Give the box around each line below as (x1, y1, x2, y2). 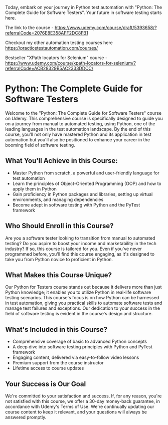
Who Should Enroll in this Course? (5, 222, 114, 230)
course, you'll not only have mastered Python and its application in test (5, 131, 152, 137)
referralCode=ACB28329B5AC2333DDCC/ (5, 65, 94, 71)
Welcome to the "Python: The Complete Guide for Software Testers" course (5, 110, 162, 116)
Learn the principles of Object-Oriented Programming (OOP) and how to (12, 180, 161, 186)
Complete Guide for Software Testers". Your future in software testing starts (5, 10, 162, 16)
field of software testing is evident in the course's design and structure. (5, 311, 153, 317)
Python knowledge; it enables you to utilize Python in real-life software (5, 289, 151, 295)
